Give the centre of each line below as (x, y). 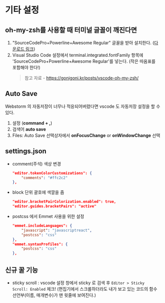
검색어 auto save (29, 129)
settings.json (26, 151)
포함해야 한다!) (26, 67)
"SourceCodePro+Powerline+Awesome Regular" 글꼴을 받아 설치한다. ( (83, 43)
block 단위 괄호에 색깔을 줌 (38, 192)
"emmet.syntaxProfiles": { (40, 244)
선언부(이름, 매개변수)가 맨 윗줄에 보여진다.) (54, 295)
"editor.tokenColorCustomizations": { (52, 173)
